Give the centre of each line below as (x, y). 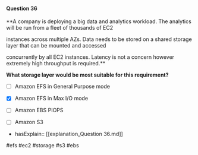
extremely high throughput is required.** (56, 64)
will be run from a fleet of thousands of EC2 (60, 28)
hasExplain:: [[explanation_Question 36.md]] (69, 134)
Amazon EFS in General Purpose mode (62, 87)
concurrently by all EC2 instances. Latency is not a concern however (90, 57)
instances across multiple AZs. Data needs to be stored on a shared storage (99, 39)
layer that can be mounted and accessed (56, 46)
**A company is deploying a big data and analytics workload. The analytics (99, 21)
